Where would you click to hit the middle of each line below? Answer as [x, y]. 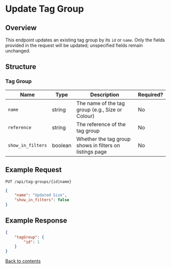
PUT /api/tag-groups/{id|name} [38, 182]
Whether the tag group [103, 139]
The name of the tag [101, 103]
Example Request [34, 170]
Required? [151, 94]
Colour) [85, 116]
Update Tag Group [45, 9]
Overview [21, 28]
